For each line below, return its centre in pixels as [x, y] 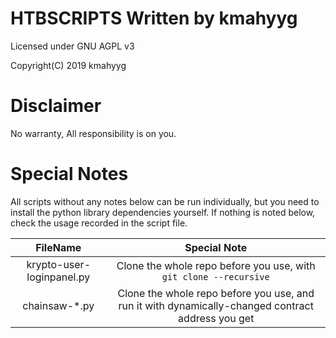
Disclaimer [56, 106]
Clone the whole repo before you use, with [216, 265]
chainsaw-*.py [58, 305]
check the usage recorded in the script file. [99, 223]
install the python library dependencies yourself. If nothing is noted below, [163, 212]
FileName [58, 247]
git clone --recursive [215, 276]
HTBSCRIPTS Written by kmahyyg [154, 18]
